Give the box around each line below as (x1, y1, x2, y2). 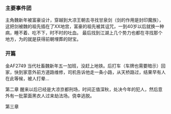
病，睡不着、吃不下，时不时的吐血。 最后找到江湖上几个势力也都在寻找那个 (5, 30, 163, 36)
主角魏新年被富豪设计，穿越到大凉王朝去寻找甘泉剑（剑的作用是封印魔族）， (5, 17, 164, 23)
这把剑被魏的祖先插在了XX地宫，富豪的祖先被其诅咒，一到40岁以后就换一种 (5, 23, 164, 30)
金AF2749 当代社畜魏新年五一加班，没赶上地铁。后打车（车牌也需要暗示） (5, 63, 161, 69)
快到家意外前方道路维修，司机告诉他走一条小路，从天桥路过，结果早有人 (14, 69, 166, 75)
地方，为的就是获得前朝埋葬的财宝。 (5, 36, 81, 42)
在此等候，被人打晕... (5, 75, 50, 81)
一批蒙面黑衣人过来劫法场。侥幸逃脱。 (14, 93, 95, 99)
